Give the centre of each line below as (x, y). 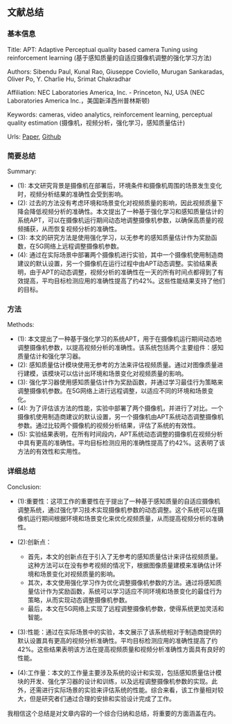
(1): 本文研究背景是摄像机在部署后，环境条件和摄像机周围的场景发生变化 (119, 185)
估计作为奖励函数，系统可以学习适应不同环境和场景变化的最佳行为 (128, 591)
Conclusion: (24, 486)
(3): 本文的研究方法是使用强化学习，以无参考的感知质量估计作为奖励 (114, 237)
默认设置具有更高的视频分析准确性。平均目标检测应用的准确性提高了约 (117, 640)
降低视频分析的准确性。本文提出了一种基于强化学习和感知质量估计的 (126, 211)
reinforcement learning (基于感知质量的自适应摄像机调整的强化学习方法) (110, 58)
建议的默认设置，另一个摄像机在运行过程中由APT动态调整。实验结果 (114, 263)
